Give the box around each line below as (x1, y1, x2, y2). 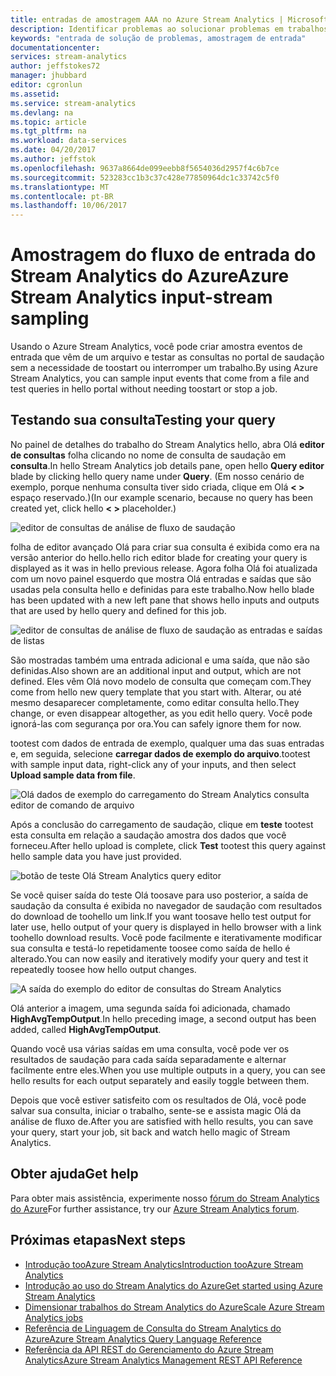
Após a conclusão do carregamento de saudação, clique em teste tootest (10, 818, 314, 830)
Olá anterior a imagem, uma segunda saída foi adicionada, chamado (10, 1002, 291, 1014)
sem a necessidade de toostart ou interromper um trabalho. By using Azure (10, 362, 318, 374)
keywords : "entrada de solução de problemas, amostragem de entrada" (10, 33, 307, 43)
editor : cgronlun (10, 80, 83, 90)
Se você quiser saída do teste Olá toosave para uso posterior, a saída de (10, 889, 309, 901)
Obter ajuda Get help (10, 1166, 139, 1183)
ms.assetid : (10, 89, 60, 99)
